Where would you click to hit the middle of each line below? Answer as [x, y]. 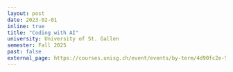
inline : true [26, 26]
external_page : [29, 58]
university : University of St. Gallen [63, 39]
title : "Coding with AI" [43, 33]
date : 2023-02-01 [32, 20]
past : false [24, 52]
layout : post [26, 13]
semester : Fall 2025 [37, 45]
